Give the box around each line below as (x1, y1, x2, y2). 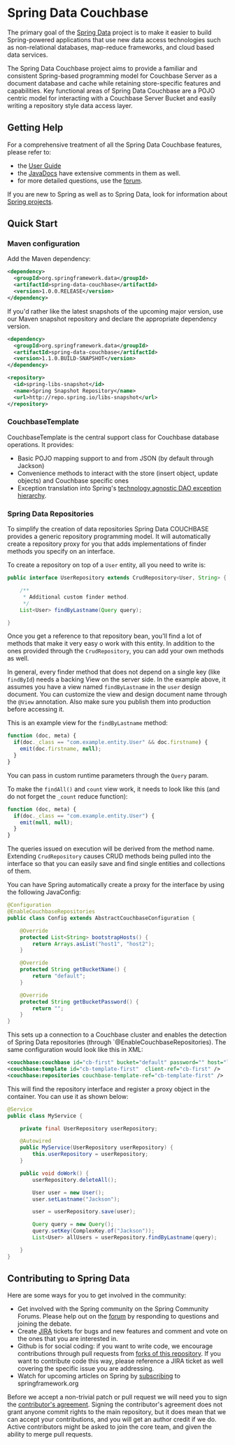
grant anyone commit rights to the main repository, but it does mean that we (7, 1408, 226, 1416)
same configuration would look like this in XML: (7, 1046, 143, 1054)
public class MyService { (7, 1112, 83, 1119)
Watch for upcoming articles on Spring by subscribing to (17, 1372, 180, 1380)
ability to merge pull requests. (7, 1430, 93, 1439)
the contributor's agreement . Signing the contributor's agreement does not (7, 1400, 223, 1409)
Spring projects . (7, 197, 54, 206)
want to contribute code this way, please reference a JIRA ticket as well (17, 1357, 224, 1366)
